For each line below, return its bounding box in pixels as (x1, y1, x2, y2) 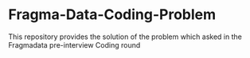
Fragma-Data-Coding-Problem (8, 6, 217, 24)
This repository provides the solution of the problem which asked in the (8, 32, 243, 41)
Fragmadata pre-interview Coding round (8, 40, 141, 49)
